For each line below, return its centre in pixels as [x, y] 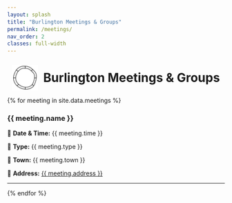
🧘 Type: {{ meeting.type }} [45, 147]
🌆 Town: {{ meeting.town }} [46, 160]
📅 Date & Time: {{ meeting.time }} [55, 133]
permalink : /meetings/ [40, 29]
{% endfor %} [27, 193]
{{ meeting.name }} [40, 119]
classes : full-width [37, 44]
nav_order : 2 [26, 37]
